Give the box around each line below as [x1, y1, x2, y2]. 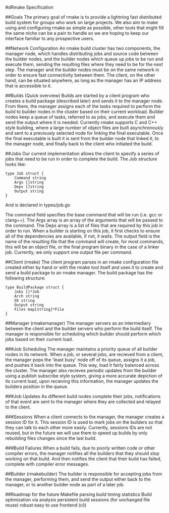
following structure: [5, 275, 46, 281]
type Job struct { [5, 171, 44, 176]
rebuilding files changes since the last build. [5, 435, 97, 441]
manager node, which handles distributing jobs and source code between [5, 50, 159, 56]
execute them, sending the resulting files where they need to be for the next [5, 62, 163, 67]
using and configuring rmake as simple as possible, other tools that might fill [5, 25, 164, 31]
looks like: [5, 161, 26, 167]
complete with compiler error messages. [5, 461, 89, 467]
